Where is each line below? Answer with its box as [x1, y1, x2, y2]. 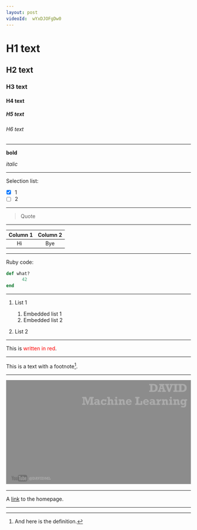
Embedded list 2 [23, 317, 63, 324]
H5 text [6, 110, 25, 118]
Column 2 [38, 231, 63, 238]
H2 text [6, 65, 33, 75]
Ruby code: [6, 259, 34, 266]
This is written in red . [6, 345, 57, 352]
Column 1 [8, 231, 33, 238]
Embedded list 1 [23, 310, 62, 317]
